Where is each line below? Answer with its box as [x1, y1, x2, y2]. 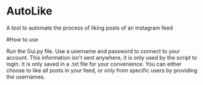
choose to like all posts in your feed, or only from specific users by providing [6, 66, 198, 74]
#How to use [6, 36, 38, 43]
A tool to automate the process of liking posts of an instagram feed [6, 24, 173, 31]
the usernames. [6, 73, 45, 80]
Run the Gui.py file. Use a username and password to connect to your [6, 47, 181, 55]
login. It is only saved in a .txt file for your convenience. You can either [6, 60, 182, 68]
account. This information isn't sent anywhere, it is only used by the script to [6, 54, 198, 61]
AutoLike [6, 4, 53, 18]
